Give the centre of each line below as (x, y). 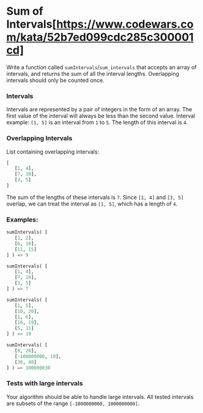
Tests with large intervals (45, 384)
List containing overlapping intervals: (53, 152)
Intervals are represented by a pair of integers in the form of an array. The (99, 110)
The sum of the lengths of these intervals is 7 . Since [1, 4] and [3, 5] (95, 197)
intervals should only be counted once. (55, 80)
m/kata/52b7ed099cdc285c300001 (100, 37)
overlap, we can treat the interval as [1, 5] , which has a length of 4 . (92, 204)
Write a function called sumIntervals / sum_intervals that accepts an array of (102, 67)
